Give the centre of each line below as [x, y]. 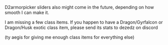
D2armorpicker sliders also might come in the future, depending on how [79, 7]
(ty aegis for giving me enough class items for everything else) [70, 37]
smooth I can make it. [27, 12]
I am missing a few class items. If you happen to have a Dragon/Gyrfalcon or [84, 22]
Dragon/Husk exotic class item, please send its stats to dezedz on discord [81, 27]
